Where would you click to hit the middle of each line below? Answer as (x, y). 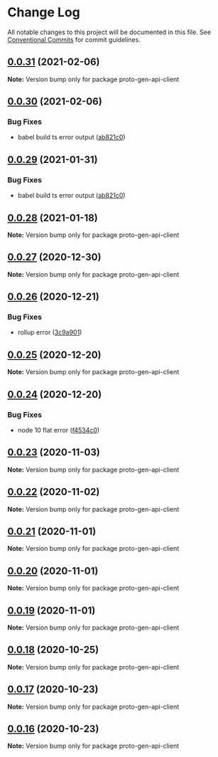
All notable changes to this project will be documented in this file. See (109, 32)
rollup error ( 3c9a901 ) (50, 332)
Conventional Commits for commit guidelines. (74, 39)
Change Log (44, 12)
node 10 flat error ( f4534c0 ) (59, 430)
